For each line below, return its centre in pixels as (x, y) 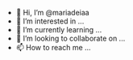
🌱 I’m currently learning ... (59, 30)
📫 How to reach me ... (53, 47)
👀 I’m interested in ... (50, 21)
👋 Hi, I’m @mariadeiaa (53, 13)
